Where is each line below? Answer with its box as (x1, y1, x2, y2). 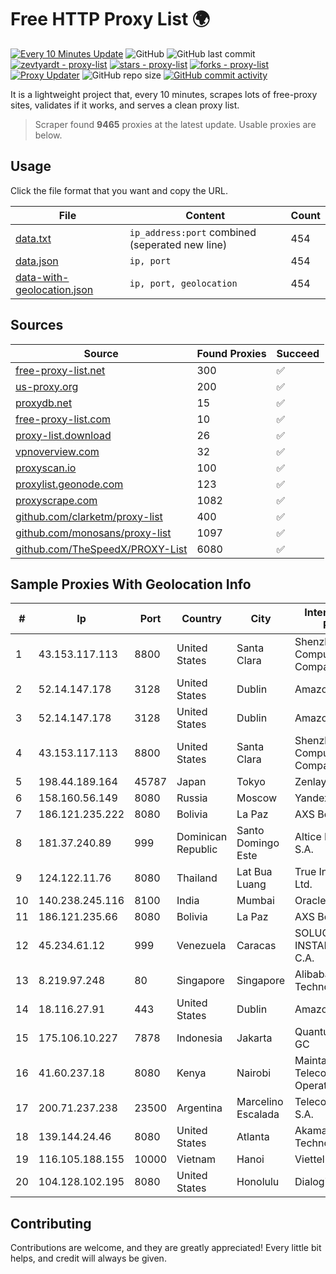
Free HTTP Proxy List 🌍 (10, 8, 211, 31)
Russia (176, 791, 208, 805)
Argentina (176, 1101, 223, 1115)
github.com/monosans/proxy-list (15, 526, 172, 540)
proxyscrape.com (15, 493, 98, 507)
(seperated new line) (129, 237, 228, 251)
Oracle (294, 894, 327, 908)
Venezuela (176, 939, 227, 953)
